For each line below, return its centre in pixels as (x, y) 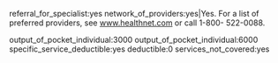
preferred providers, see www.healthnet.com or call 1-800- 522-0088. (137, 23)
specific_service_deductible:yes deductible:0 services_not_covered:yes (139, 49)
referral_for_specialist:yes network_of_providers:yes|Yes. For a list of (134, 14)
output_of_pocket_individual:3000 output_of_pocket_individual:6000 (134, 40)
